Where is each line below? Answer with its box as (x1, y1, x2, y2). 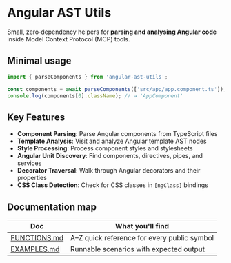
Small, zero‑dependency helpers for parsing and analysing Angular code (7, 28, 217, 36)
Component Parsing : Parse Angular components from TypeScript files (17, 130, 218, 138)
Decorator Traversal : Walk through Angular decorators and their (17, 166, 201, 175)
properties (17, 174, 47, 182)
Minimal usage (7, 55, 72, 67)
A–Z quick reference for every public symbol (70, 233, 214, 242)
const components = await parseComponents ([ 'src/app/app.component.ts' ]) (7, 86, 224, 92)
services (17, 159, 42, 167)
